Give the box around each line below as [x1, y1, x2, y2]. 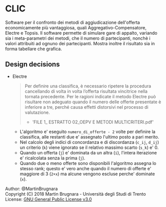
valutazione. [24, 109, 50, 115]
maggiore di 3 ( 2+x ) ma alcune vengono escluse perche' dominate [19, 171, 155, 177]
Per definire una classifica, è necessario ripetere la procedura [24, 83, 152, 89]
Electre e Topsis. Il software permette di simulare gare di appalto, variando [5, 30, 158, 36]
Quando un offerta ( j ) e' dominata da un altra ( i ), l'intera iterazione [19, 149, 157, 155]
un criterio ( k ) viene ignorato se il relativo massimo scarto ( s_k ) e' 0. [19, 144, 159, 150]
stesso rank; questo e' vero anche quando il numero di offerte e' [19, 165, 152, 171]
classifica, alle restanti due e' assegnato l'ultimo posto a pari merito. [19, 134, 160, 139]
